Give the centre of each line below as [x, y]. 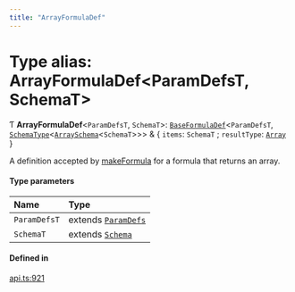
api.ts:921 [27, 278]
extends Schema [100, 234]
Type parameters [42, 181]
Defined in [29, 258]
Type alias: [51, 61]
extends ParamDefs [107, 220]
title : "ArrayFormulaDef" [57, 17]
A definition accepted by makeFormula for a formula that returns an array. [145, 161]
